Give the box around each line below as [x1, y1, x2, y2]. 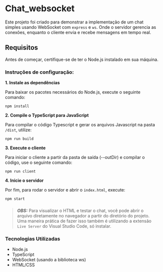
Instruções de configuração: [5, 69, 74, 76]
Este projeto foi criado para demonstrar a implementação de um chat [5, 19, 144, 25]
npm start [5, 196, 25, 201]
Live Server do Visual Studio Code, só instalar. [17, 223, 111, 229]
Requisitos [5, 43, 38, 52]
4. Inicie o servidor [5, 177, 44, 183]
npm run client [5, 169, 36, 174]
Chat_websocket [5, 3, 75, 14]
